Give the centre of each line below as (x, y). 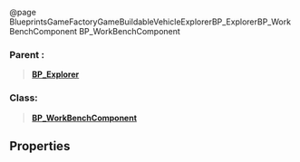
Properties (40, 146)
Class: (24, 98)
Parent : (27, 54)
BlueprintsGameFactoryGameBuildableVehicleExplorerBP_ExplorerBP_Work (150, 22)
